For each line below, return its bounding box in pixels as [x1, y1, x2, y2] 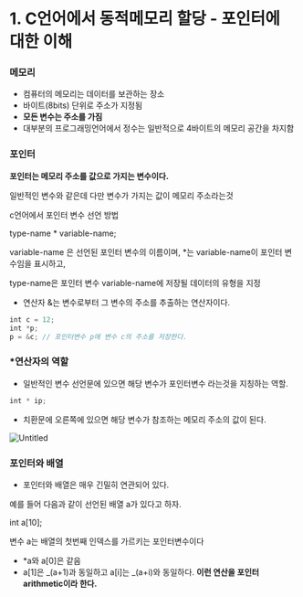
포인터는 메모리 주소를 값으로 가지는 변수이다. [9, 170, 169, 181]
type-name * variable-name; [9, 228, 117, 239]
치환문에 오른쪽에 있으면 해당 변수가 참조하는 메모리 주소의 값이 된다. [22, 413, 266, 425]
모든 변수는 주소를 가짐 [22, 112, 103, 123]
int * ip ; [9, 396, 47, 405]
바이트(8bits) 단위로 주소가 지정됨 [22, 100, 143, 111]
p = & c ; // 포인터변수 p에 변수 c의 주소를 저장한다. [9, 332, 188, 341]
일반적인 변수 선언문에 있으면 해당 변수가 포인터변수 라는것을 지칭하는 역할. [22, 378, 289, 389]
